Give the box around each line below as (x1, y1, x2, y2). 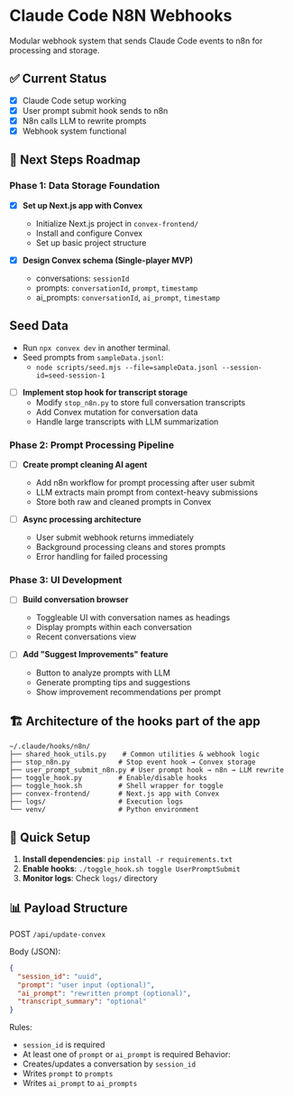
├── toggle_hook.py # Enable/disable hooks (9, 774, 207, 783)
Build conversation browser (22, 594, 129, 605)
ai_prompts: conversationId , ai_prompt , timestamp (35, 292, 221, 302)
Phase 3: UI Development (9, 574, 123, 587)
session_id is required (22, 1039, 105, 1050)
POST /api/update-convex (9, 928, 106, 939)
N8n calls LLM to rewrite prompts (22, 115, 147, 126)
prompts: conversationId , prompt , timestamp (35, 282, 198, 293)
